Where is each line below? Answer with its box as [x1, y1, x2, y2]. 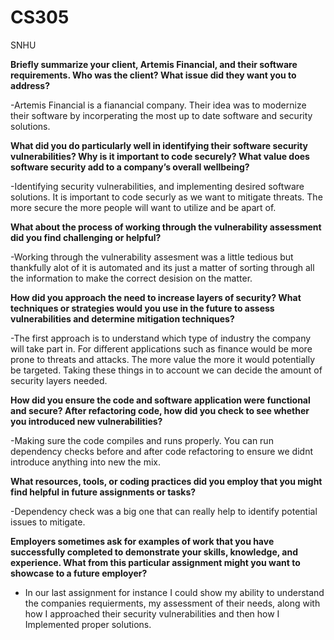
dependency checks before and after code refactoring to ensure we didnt [10, 445, 314, 457]
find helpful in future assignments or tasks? [10, 486, 197, 498]
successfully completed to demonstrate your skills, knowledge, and [10, 546, 298, 558]
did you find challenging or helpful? [10, 231, 162, 243]
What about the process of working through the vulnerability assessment [10, 221, 322, 233]
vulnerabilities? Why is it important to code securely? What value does [10, 150, 310, 162]
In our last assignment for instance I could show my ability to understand [24, 586, 325, 598]
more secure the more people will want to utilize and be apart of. [10, 201, 277, 213]
